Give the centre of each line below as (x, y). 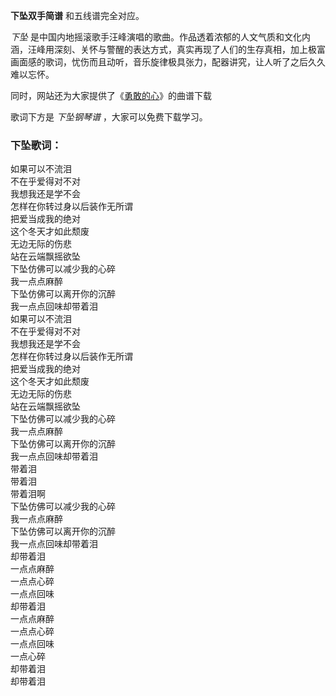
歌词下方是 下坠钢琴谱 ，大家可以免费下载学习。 (109, 117)
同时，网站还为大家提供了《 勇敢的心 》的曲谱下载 (111, 95)
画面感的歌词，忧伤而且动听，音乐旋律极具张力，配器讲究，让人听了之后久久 (168, 62)
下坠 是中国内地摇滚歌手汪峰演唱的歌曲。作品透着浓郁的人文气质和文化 (156, 37)
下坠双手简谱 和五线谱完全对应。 (77, 15)
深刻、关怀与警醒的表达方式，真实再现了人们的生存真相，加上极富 (189, 49)
